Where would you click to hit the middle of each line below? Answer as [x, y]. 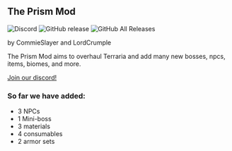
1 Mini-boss [34, 119]
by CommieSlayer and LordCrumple [59, 43]
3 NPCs [29, 111]
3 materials [34, 126]
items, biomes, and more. [44, 64]
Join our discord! [32, 77]
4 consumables [40, 134]
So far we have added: [47, 96]
